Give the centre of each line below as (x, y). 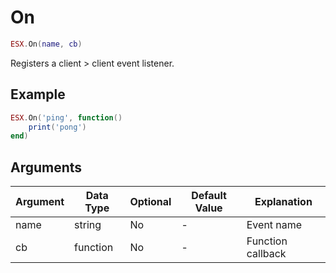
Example (38, 94)
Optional (150, 202)
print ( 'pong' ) (57, 127)
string (88, 225)
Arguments (46, 167)
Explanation (283, 202)
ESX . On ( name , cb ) (46, 44)
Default (209, 196)
